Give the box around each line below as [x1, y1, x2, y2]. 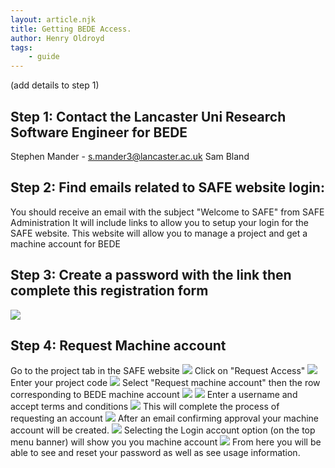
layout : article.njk [10, 14, 97, 25]
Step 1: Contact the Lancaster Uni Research [10, 108, 287, 125]
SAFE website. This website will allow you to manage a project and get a [10, 227, 308, 239]
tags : [10, 42, 33, 53]
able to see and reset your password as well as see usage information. [10, 447, 301, 459]
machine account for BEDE [10, 237, 121, 250]
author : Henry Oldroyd [10, 33, 105, 43]
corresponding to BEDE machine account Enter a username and [10, 389, 298, 401]
